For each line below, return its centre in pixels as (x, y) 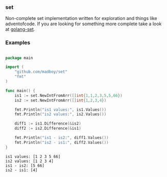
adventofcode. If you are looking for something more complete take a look (83, 24)
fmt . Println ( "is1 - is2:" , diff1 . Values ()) (62, 138)
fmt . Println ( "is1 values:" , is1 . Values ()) (60, 110)
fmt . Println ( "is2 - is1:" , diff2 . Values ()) (62, 143)
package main (19, 58)
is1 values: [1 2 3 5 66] (33, 156)
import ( (15, 67)
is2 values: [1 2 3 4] (29, 161)
